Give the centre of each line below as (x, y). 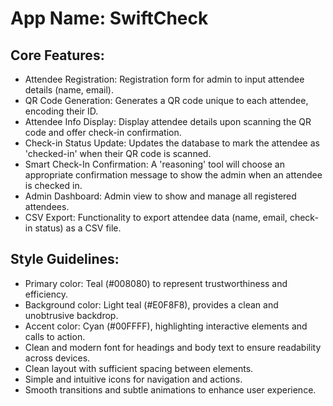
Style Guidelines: (65, 259)
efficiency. (46, 294)
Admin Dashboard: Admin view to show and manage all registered (160, 196)
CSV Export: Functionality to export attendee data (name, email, (156, 217)
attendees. (47, 206)
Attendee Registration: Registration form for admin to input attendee (164, 79)
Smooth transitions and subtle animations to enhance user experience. (170, 389)
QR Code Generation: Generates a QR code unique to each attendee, (166, 100)
